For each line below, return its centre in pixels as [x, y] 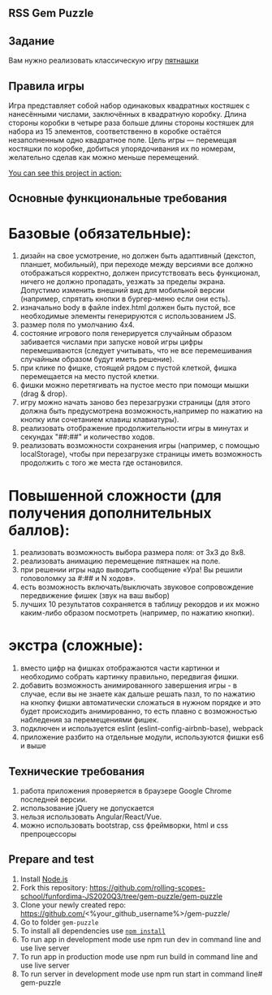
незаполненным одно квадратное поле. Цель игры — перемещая [123, 140]
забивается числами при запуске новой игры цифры [111, 342]
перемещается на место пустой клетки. [90, 377]
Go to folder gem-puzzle [59, 922]
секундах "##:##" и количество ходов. [88, 437]
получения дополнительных [110, 513]
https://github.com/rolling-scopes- [147, 887]
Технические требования [76, 771]
